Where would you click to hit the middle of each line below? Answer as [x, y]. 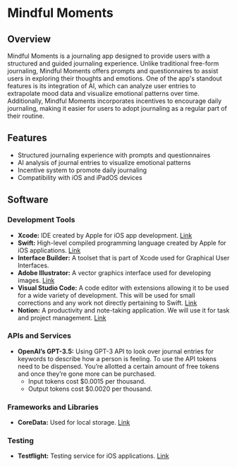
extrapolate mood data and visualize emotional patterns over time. [103, 93]
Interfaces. [33, 265]
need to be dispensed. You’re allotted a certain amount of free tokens [119, 366]
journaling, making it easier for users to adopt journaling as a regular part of [117, 108]
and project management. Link [62, 317]
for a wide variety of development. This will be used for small [106, 295]
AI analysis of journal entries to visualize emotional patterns [104, 162]
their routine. [26, 116]
